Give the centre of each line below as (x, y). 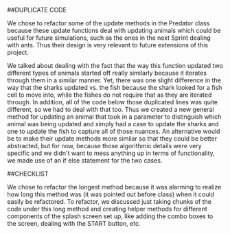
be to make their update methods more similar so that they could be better (112, 139)
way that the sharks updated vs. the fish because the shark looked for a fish (115, 87)
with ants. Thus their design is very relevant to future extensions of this (107, 45)
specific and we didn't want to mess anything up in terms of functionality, (111, 153)
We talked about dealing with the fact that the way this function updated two (115, 66)
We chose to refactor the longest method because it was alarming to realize (114, 187)
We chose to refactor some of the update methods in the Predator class (108, 23)
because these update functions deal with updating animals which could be (114, 31)
